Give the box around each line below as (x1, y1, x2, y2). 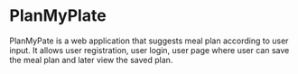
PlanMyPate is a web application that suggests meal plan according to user (9, 35, 289, 46)
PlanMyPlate (9, 5, 107, 26)
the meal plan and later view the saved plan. (9, 54, 173, 65)
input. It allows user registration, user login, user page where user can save (9, 44, 290, 55)
